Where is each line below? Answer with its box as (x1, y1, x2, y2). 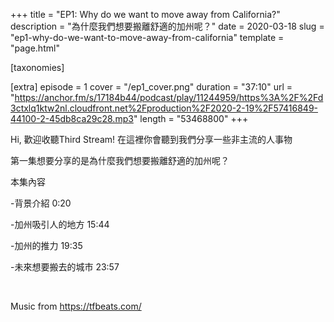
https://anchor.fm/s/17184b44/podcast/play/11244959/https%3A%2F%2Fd (14, 92, 324, 103)
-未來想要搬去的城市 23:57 (10, 261, 120, 273)
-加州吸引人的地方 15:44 (10, 219, 110, 230)
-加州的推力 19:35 (10, 240, 83, 251)
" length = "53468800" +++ (133, 113, 249, 124)
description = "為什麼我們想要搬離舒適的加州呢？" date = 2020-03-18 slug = (10, 20, 325, 32)
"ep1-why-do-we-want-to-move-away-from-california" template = (10, 32, 285, 43)
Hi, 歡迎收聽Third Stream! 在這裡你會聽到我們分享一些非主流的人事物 (10, 134, 293, 145)
